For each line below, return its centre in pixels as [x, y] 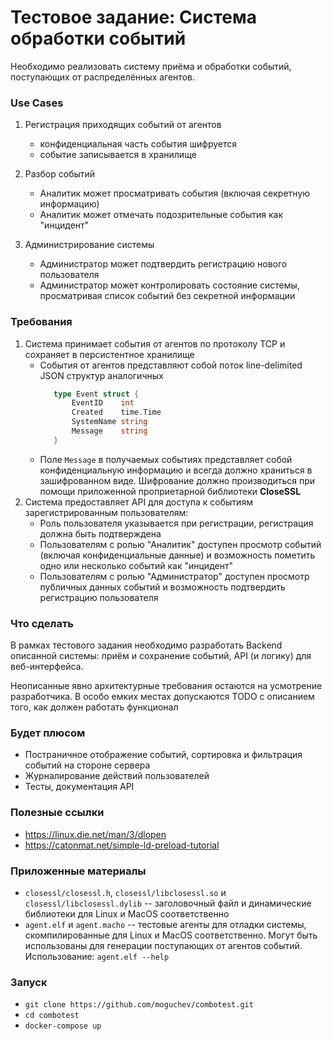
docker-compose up [63, 1026]
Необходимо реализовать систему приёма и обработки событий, [151, 66]
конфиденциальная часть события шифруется [138, 144]
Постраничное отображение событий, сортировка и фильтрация [163, 755]
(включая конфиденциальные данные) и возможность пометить [177, 555]
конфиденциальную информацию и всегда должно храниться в [176, 470]
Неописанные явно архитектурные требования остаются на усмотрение [166, 686]
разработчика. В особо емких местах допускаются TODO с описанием [162, 697]
